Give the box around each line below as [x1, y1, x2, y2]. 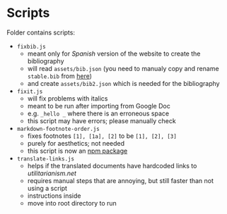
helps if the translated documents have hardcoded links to [27, 161, 197, 170]
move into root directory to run [27, 199, 117, 207]
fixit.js [16, 88, 43, 95]
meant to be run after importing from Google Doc [27, 101, 170, 110]
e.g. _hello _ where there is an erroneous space [27, 109, 170, 118]
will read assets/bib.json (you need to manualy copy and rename [27, 64, 220, 73]
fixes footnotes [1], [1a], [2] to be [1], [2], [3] [27, 132, 177, 140]
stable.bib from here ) [27, 72, 93, 80]
